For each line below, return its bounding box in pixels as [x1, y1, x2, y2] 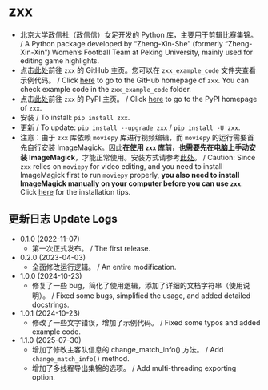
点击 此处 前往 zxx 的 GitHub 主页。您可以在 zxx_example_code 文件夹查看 [19, 65, 257, 74]
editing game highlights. [19, 55, 100, 66]
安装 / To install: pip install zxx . [19, 112, 130, 122]
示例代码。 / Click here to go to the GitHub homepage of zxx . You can [19, 75, 250, 85]
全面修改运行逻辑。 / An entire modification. [31, 262, 177, 271]
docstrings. [31, 300, 70, 309]
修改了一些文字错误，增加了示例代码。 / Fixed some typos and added [31, 317, 261, 327]
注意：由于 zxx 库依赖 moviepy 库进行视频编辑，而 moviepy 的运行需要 [19, 132, 248, 142]
